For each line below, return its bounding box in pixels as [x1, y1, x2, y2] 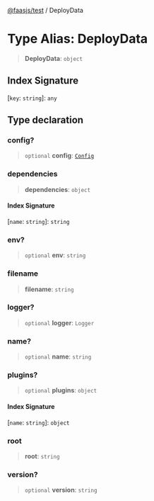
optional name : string [24, 352, 92, 361]
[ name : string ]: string [7, 217, 70, 225]
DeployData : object [24, 54, 83, 62]
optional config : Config [24, 152, 94, 160]
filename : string [24, 285, 74, 293]
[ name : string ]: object [7, 418, 70, 427]
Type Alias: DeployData [7, 31, 148, 47]
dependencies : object [24, 185, 90, 193]
